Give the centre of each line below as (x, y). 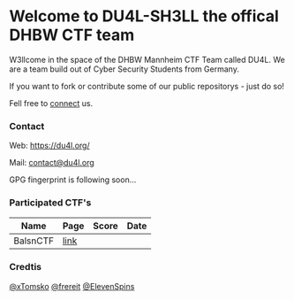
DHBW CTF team (72, 35)
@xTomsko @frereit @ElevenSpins (72, 286)
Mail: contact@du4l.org (52, 163)
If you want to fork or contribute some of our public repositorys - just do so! (147, 86)
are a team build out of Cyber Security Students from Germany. (124, 69)
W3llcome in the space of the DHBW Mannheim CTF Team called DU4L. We (147, 59)
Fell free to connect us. (51, 103)
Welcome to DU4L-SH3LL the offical (144, 16)
